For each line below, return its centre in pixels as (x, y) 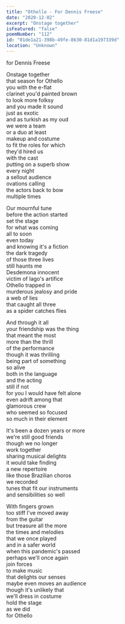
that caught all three (31, 304)
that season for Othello (35, 81)
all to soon (19, 234)
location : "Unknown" (32, 46)
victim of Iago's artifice (35, 278)
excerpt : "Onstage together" (43, 23)
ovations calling (26, 183)
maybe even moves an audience (46, 583)
